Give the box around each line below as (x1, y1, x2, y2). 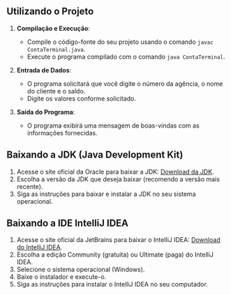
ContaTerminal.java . (27, 45, 86, 53)
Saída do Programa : (16, 107, 75, 116)
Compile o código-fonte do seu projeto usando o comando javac (27, 38, 214, 46)
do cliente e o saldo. (27, 86, 86, 95)
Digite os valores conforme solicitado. (27, 94, 137, 103)
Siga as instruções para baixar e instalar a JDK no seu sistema (16, 190, 196, 198)
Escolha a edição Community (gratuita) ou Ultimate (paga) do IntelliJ (16, 250, 214, 259)
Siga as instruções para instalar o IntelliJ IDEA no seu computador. (16, 280, 209, 289)
